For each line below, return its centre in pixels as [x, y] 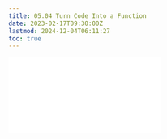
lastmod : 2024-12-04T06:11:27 [60, 31]
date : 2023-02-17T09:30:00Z [56, 23]
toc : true [25, 38]
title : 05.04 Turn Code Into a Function [78, 16]
